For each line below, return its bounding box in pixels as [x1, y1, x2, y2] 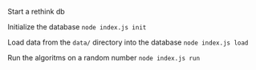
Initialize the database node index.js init [7, 22, 147, 31]
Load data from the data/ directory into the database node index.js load [7, 37, 249, 47]
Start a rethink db [7, 7, 65, 16]
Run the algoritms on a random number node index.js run [7, 53, 201, 62]
